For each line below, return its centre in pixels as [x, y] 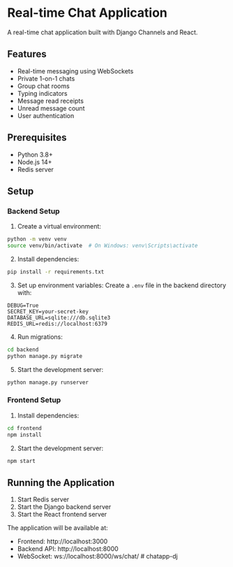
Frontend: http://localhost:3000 [62, 541]
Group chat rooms [43, 86]
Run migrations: [40, 336]
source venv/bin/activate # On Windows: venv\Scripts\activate [103, 246]
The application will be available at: [58, 528]
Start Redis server [43, 500]
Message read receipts [50, 101]
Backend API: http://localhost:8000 [68, 549]
